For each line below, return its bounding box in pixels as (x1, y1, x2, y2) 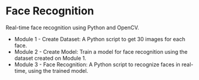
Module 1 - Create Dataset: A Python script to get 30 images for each (14, 35, 185, 42)
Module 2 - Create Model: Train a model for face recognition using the (14, 48, 188, 55)
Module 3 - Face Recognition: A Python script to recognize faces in (14, 61, 180, 68)
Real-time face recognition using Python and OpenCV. (5, 24, 139, 31)
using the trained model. (28, 67, 88, 74)
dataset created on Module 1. (14, 54, 86, 61)
